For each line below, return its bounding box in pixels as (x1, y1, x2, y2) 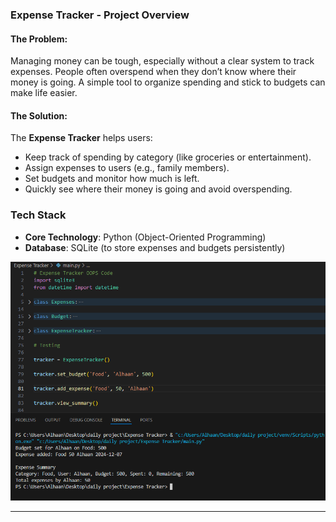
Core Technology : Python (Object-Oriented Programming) (24, 231, 267, 243)
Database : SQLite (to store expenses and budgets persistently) (24, 241, 286, 253)
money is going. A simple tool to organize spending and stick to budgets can (10, 76, 326, 88)
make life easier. (10, 87, 78, 99)
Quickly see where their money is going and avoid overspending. (24, 183, 293, 195)
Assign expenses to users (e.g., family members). (24, 162, 230, 174)
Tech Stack (10, 208, 67, 222)
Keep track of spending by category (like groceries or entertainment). (24, 151, 312, 163)
